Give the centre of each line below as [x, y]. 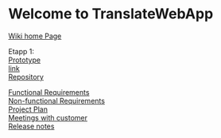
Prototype [25, 60]
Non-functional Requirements [57, 101]
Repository [26, 77]
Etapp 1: [21, 51]
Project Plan [28, 109]
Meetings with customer [48, 117]
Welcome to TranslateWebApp [111, 14]
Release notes [31, 126]
